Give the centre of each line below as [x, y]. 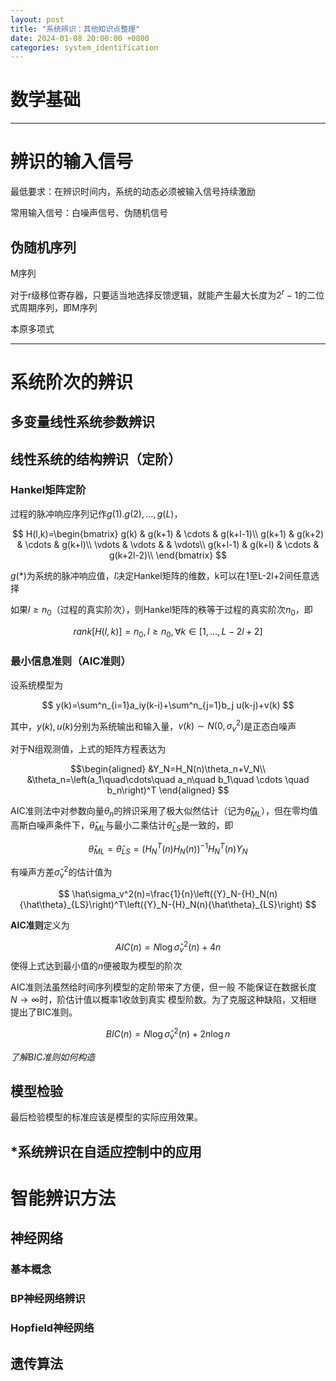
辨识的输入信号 [72, 162]
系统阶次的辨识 [72, 382]
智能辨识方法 [63, 1198]
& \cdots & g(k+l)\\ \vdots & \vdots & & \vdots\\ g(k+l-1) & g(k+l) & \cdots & [168, 544]
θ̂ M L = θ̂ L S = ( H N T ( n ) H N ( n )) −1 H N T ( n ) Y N [168, 849]
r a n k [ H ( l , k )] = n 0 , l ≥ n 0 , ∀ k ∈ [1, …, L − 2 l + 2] [168, 632]
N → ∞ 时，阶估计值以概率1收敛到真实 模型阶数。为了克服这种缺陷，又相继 [164, 1000]
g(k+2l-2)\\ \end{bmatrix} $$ [168, 555]
